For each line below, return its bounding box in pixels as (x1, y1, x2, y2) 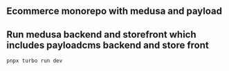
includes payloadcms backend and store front (6, 39, 209, 51)
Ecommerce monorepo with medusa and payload (6, 5, 223, 17)
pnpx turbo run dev (6, 57, 63, 64)
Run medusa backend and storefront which (6, 29, 196, 40)
